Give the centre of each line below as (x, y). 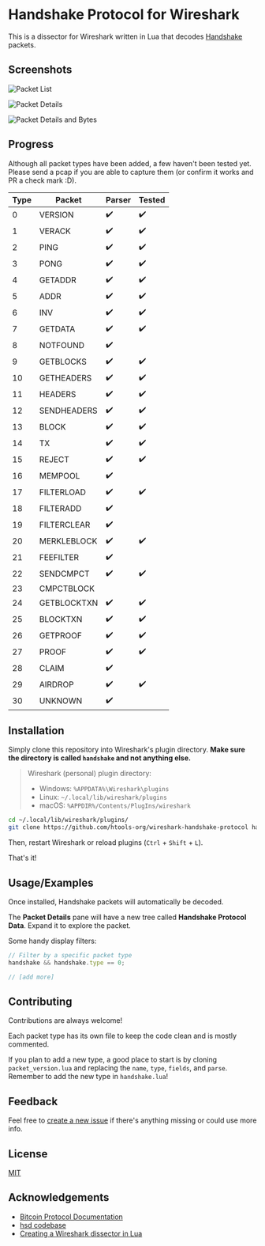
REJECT (54, 460)
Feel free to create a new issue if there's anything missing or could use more (132, 1120)
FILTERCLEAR (65, 525)
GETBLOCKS (63, 362)
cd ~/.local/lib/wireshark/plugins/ (68, 820)
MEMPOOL (60, 476)
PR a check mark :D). (43, 180)
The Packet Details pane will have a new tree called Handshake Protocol (127, 917)
